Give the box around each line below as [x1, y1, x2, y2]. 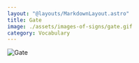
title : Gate [7, 17, 42, 24]
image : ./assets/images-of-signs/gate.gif [7, 23, 133, 30]
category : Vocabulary [7, 29, 71, 37]
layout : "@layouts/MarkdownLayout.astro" [7, 10, 130, 17]
